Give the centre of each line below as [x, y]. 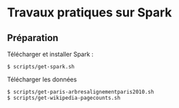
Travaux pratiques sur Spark [89, 13]
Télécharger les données [42, 79]
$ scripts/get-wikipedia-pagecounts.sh [64, 98]
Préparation [33, 38]
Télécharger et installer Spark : [50, 54]
